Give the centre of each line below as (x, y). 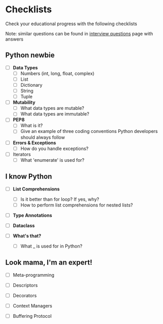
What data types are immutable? (55, 114)
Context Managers (32, 306)
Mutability (24, 102)
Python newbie (30, 55)
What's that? (27, 236)
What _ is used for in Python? (51, 246)
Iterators (22, 154)
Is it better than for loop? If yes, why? (60, 199)
